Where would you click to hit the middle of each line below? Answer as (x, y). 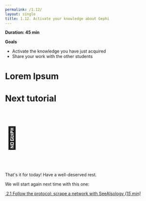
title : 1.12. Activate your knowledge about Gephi (57, 18)
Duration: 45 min (22, 33)
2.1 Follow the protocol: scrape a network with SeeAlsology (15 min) (73, 193)
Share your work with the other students (52, 56)
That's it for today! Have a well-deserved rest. (51, 174)
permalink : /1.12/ (24, 9)
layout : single (20, 14)
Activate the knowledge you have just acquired (59, 51)
